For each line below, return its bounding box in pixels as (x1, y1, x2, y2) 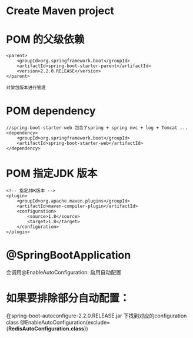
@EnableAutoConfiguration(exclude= (19, 319, 111, 326)
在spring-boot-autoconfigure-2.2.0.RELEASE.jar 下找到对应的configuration (6, 312, 187, 319)
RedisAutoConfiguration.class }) (8, 325, 88, 332)
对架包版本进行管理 (6, 85, 46, 91)
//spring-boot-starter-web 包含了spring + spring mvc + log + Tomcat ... (6, 125, 188, 131)
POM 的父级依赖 (6, 33, 85, 47)
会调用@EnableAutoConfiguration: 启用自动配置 (6, 269, 122, 276)
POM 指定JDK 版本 (6, 167, 98, 180)
